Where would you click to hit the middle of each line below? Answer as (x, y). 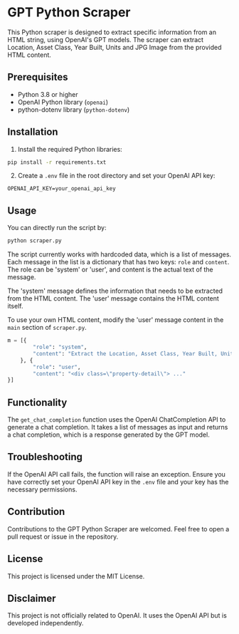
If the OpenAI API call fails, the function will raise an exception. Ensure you (117, 474)
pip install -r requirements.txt (57, 162)
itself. (15, 306)
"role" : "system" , (60, 347)
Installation (33, 132)
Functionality (37, 402)
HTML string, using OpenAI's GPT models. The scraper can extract (106, 39)
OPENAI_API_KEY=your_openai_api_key (62, 189)
